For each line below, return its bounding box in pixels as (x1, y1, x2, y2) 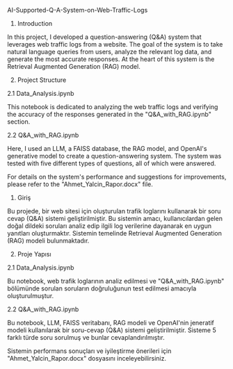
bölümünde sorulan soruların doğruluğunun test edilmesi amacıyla (7, 284, 197, 293)
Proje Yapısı (17, 250, 51, 258)
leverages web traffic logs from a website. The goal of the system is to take (7, 40, 223, 48)
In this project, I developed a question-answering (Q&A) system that (7, 33, 202, 41)
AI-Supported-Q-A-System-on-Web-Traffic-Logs (7, 6, 148, 14)
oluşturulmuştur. (7, 292, 54, 300)
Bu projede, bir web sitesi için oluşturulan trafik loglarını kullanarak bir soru (7, 207, 221, 215)
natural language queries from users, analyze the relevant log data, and (7, 48, 212, 56)
